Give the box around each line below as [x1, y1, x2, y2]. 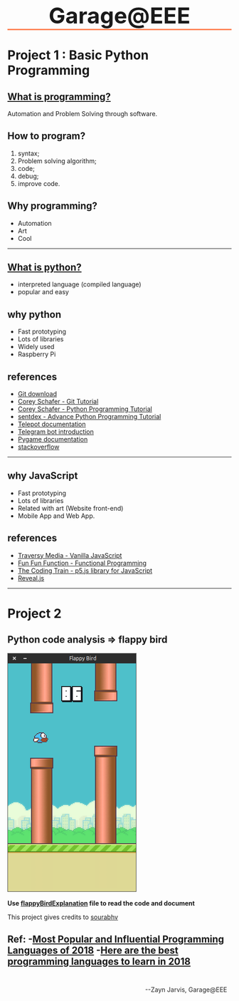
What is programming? [7, 90, 112, 103]
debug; [17, 172, 39, 180]
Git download [17, 390, 57, 398]
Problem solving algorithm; [17, 156, 97, 165]
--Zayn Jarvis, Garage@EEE [144, 985, 228, 994]
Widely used [17, 343, 55, 351]
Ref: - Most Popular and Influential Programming [7, 933, 225, 945]
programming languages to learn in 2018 [7, 955, 191, 968]
